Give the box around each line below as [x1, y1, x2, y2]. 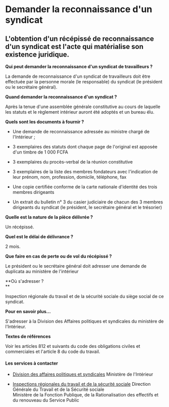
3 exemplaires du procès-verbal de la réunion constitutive [12, 159, 133, 165]
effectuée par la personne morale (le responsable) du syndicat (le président [5, 79, 162, 84]
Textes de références [5, 333, 51, 339]
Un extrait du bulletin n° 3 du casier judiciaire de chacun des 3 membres [12, 199, 163, 205]
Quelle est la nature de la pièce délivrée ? [5, 214, 93, 220]
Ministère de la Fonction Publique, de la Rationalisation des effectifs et [12, 392, 159, 398]
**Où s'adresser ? [5, 278, 44, 284]
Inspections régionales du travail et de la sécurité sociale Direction [12, 381, 151, 387]
